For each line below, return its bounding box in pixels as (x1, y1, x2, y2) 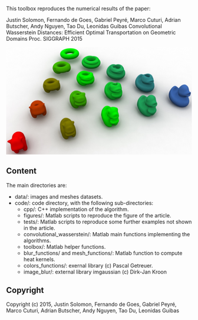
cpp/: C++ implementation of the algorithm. (23, 206, 129, 213)
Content (6, 166, 37, 176)
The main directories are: (6, 182, 67, 189)
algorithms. (23, 237, 51, 244)
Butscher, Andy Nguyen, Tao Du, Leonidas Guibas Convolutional (6, 23, 162, 29)
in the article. (23, 224, 56, 232)
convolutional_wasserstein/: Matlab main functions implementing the (23, 230, 190, 237)
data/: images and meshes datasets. (14, 193, 103, 200)
